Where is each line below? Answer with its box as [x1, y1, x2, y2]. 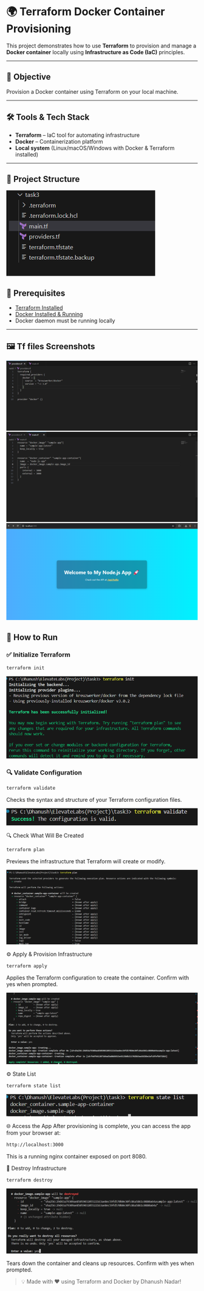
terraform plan [6, 846, 45, 852]
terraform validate [6, 785, 56, 792]
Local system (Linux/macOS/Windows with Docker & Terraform [15, 144, 175, 151]
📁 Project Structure [6, 174, 80, 184]
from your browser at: [6, 1129, 61, 1136]
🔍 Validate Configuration [6, 768, 83, 776]
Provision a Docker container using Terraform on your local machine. [6, 88, 178, 95]
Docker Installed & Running [15, 311, 83, 318]
